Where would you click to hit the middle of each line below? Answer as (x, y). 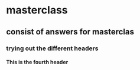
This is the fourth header (37, 62)
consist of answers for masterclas (70, 32)
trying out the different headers (52, 48)
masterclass (37, 10)
